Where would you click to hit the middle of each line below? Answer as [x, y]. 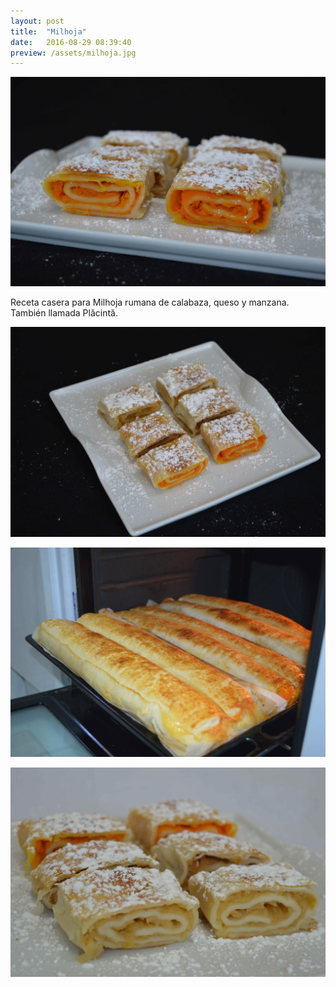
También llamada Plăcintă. [64, 313]
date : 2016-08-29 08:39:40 [71, 42]
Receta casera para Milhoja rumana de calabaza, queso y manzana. [150, 302]
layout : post [37, 21]
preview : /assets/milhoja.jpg [73, 53]
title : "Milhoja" [48, 31]
